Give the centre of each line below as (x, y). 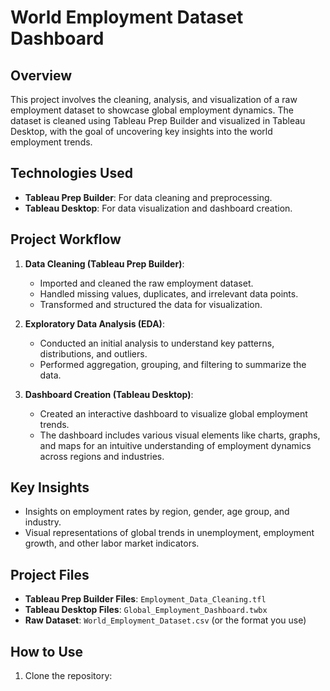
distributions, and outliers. (93, 353)
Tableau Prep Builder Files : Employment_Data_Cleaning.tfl (145, 599)
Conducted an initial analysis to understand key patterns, (157, 343)
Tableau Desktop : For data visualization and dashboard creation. (158, 208)
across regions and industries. (102, 456)
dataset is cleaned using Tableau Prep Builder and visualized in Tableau (158, 120)
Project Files (50, 574)
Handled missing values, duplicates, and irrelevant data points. (169, 293)
